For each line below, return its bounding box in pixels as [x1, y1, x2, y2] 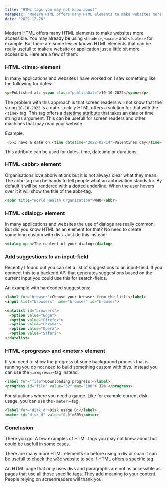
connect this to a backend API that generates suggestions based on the [5, 270, 153, 276]
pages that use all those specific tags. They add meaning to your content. [5, 471, 157, 477]
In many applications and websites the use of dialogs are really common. [5, 221, 155, 227]
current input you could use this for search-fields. [5, 275, 107, 281]
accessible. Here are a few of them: [5, 51, 78, 57]
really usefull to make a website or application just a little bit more [5, 46, 140, 52]
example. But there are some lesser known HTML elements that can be [5, 41, 151, 47]
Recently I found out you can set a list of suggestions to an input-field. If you [5, 265, 163, 271]
